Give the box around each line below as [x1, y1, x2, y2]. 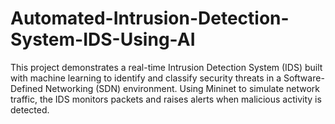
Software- [283, 72, 325, 84]
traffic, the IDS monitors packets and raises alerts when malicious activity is [10, 93, 322, 105]
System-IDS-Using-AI [10, 28, 196, 51]
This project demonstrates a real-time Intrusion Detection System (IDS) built [10, 61, 323, 73]
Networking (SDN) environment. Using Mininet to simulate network [44, 82, 320, 94]
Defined [10, 82, 43, 94]
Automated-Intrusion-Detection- [10, 7, 290, 30]
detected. [10, 103, 50, 116]
